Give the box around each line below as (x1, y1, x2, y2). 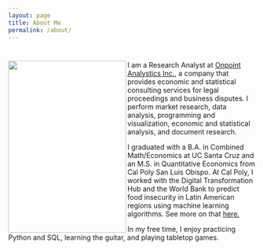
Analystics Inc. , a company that (127, 68, 229, 78)
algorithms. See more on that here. (127, 209, 240, 219)
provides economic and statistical (127, 76, 237, 86)
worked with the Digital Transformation (127, 175, 254, 185)
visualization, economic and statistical (127, 119, 250, 128)
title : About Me (8, 19, 61, 27)
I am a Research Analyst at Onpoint (127, 60, 241, 69)
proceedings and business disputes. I (127, 94, 249, 103)
